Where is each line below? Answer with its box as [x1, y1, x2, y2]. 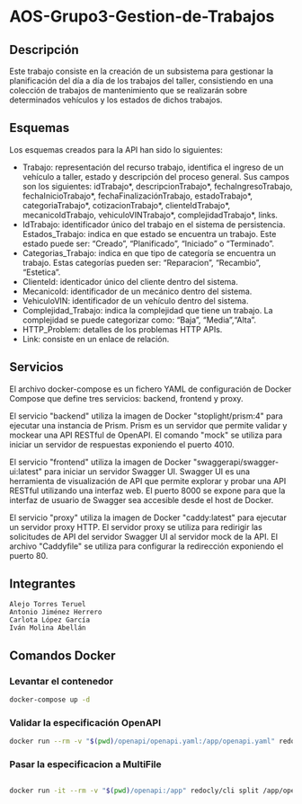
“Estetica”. [22, 267, 61, 278]
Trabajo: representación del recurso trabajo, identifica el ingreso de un [22, 162, 285, 172]
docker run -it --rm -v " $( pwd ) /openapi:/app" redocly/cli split [9, 786, 259, 796]
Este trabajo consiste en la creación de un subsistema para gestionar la [9, 66, 274, 76]
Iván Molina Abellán [9, 623, 87, 632]
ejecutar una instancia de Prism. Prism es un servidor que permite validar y [9, 420, 288, 430]
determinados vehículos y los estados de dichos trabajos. [9, 94, 223, 105]
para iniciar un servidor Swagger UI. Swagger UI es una [43, 465, 250, 477]
